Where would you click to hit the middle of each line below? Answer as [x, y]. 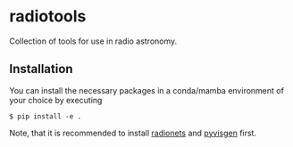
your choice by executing [56, 100]
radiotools [48, 16]
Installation [41, 69]
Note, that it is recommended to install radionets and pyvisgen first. [133, 133]
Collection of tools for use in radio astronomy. [93, 41]
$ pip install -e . [46, 116]
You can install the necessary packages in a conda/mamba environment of [146, 90]
